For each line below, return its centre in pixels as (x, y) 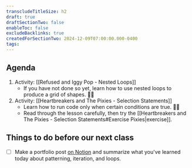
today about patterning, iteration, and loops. (68, 158)
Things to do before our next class (70, 138)
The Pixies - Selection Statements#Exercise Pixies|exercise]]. (97, 119)
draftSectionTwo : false (35, 22)
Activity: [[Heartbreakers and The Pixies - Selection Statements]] (93, 101)
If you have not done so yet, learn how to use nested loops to (97, 88)
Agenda (21, 68)
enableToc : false (27, 28)
